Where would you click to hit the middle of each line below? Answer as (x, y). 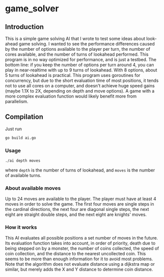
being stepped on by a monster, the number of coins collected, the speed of (82, 248)
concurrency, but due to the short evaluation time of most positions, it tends (82, 80)
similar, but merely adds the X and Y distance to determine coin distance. (79, 270)
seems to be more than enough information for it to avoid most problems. (79, 259)
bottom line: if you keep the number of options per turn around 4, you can (80, 65)
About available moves (33, 188)
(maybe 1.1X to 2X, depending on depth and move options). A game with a (80, 91)
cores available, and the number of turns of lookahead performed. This (77, 54)
